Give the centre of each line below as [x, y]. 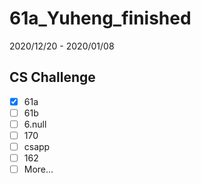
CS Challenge [52, 77]
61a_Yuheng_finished [100, 18]
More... [38, 169]
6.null [35, 124]
